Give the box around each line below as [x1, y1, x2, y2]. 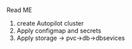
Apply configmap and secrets [16, 27, 101, 35]
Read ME [6, 6, 33, 14]
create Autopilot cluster [16, 19, 84, 27]
